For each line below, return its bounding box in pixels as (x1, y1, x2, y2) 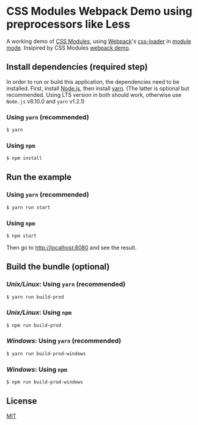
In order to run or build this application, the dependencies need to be (6, 78, 180, 85)
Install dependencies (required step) (6, 62, 148, 72)
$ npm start (6, 233, 37, 239)
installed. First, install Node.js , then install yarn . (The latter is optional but (6, 85, 189, 92)
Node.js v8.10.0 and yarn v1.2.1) (6, 97, 85, 105)
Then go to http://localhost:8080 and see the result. (6, 244, 137, 251)
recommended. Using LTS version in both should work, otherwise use (6, 91, 182, 99)
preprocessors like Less (6, 17, 130, 31)
